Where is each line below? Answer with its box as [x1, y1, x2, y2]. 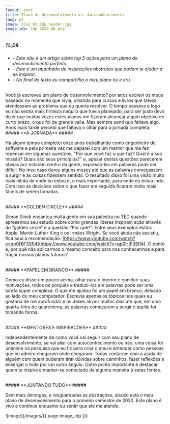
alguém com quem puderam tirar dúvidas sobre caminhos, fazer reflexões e [5, 356, 164, 362]
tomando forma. [5, 309, 39, 315]
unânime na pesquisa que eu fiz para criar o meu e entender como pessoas [5, 345, 164, 352]
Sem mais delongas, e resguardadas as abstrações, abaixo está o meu [5, 392, 154, 398]
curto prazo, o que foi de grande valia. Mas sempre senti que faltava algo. [5, 119, 160, 125]
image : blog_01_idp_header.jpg [5, 21, 72, 27]
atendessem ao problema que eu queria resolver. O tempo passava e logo [5, 103, 160, 109]
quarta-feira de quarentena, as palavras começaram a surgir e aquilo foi [5, 304, 156, 310]
